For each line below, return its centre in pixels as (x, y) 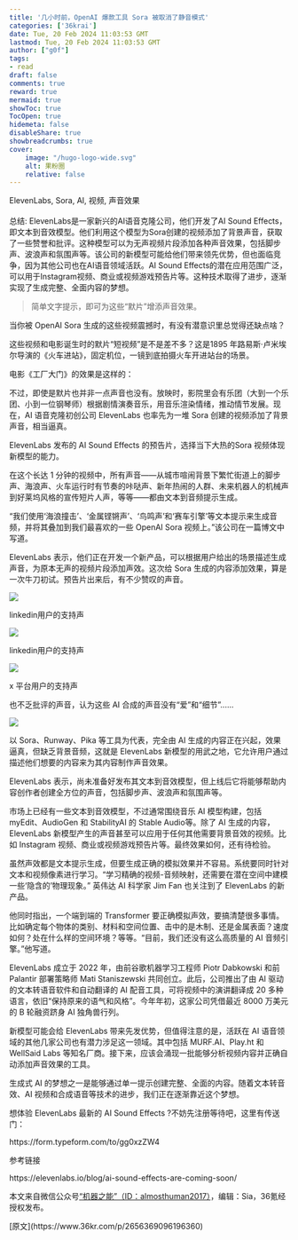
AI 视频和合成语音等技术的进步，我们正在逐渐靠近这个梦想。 (134, 1094)
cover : (21, 149)
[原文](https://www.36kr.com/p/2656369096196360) (106, 1227)
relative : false (55, 174)
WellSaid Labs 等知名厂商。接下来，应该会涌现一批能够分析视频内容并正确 (145, 1054)
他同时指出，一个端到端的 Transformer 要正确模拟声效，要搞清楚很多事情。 (147, 916)
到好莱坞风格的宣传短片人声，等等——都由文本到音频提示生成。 (125, 497)
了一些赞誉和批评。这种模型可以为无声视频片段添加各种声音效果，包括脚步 (145, 243)
